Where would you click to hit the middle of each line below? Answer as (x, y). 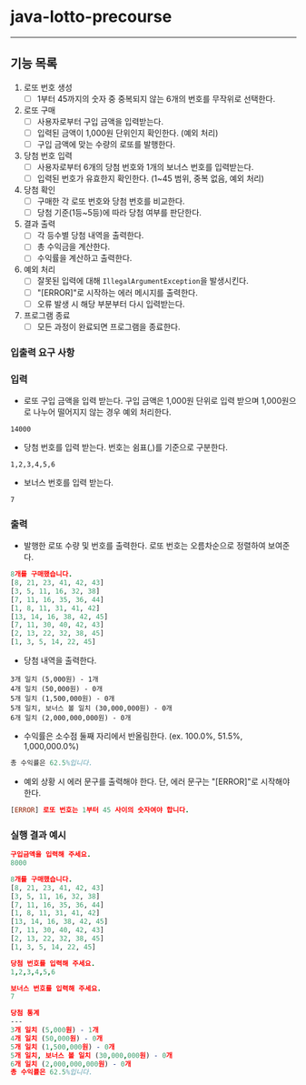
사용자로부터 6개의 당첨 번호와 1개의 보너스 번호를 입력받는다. (145, 167)
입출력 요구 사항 (43, 352)
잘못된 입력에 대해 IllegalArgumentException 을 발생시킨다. (143, 281)
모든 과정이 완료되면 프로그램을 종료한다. (109, 327)
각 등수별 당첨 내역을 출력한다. (90, 236)
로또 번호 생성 (48, 87)
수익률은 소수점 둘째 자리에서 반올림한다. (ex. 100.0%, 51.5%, (133, 736)
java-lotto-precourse (91, 17)
